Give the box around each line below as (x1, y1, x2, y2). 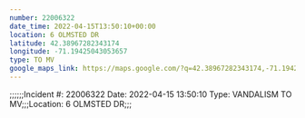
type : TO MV (9, 55, 54, 64)
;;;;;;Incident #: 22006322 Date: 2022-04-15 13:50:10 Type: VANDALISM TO (9, 88, 292, 100)
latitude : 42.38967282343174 (9, 38, 120, 48)
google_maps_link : (9, 64, 79, 74)
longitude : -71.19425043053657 (9, 47, 128, 56)
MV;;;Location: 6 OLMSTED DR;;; (9, 98, 133, 109)
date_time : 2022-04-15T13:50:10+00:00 (9, 22, 156, 31)
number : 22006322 (9, 13, 75, 23)
